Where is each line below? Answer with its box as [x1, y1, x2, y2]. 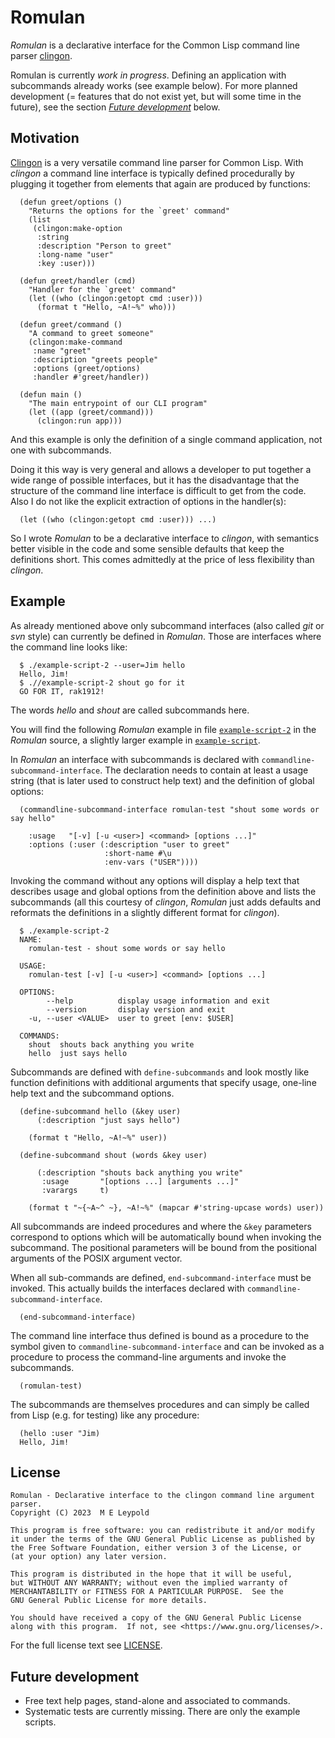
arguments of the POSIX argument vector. [10, 1252, 183, 1264]
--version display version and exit [46, 1004, 226, 1015]
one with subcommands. [10, 444, 112, 456]
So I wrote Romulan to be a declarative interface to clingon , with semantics [10, 532, 320, 544]
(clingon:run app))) [36, 416, 123, 426]
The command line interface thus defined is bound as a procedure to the [10, 1329, 310, 1341]
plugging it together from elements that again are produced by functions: [10, 177, 311, 190]
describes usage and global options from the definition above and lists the [10, 885, 317, 897]
